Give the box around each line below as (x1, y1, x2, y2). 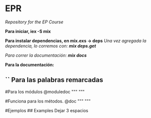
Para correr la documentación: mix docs (5, 52, 87, 58)
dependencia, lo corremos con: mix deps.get (5, 43, 96, 49)
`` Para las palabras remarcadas (5, 76, 103, 84)
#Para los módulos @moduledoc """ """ (5, 88, 85, 95)
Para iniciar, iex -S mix (5, 28, 51, 34)
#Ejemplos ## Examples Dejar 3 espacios (5, 107, 89, 113)
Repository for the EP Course (5, 19, 64, 25)
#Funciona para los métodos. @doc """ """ (5, 98, 91, 104)
